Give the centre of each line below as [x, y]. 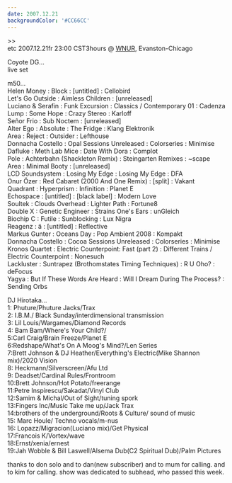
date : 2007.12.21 [33, 14]
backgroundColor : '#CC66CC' [49, 21]
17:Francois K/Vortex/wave [46, 436]
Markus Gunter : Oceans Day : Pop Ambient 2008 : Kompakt [95, 234]
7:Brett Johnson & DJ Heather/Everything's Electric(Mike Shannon [104, 353]
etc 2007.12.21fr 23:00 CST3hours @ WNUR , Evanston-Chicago [100, 48]
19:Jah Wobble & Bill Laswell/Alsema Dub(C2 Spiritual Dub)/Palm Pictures [114, 450]
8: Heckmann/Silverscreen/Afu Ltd [58, 368]
